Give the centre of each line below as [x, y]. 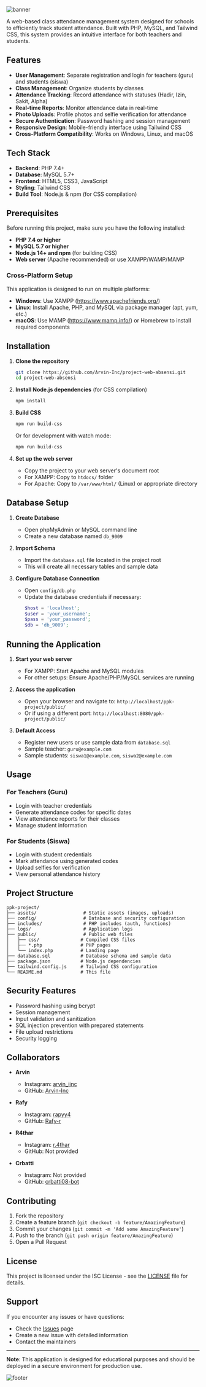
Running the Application [54, 644]
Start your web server [44, 659]
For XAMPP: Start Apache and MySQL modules [84, 671]
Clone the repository [42, 361]
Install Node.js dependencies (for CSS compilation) [81, 389]
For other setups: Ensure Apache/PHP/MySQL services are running [109, 678]
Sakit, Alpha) [31, 101]
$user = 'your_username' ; [57, 614]
